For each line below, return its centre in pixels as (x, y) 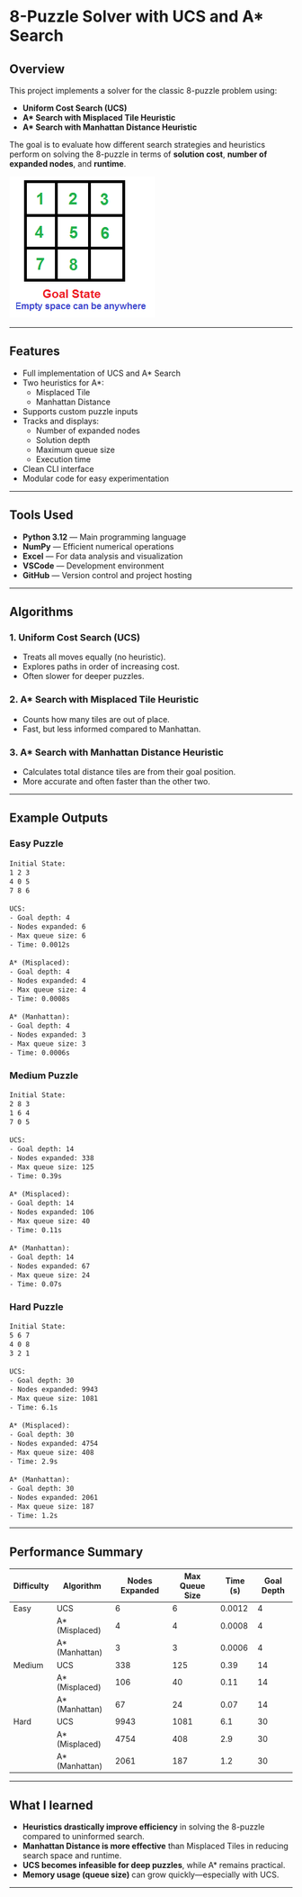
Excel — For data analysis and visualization (102, 556)
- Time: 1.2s (34, 1516)
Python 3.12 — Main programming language (104, 537)
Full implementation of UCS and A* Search (102, 373)
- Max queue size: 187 (52, 1507)
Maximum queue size (75, 449)
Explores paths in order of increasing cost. (101, 667)
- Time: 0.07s (36, 1284)
